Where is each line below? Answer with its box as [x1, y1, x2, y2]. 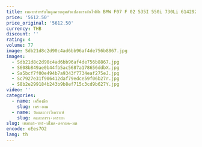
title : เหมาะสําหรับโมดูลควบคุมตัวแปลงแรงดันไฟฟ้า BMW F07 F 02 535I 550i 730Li [6, 8, 179, 15]
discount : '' [6, 31, 39, 37]
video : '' [6, 87, 31, 93]
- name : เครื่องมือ [11, 98, 48, 104]
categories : [6, 92, 36, 98]
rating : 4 [6, 37, 31, 43]
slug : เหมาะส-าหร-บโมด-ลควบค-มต [6, 121, 78, 127]
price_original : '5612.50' [6, 20, 74, 26]
